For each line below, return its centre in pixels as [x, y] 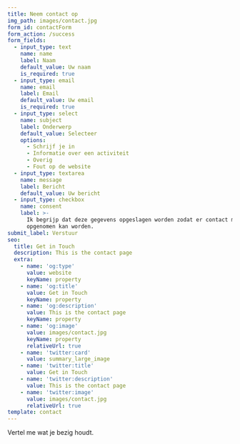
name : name [36, 54]
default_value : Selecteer [59, 133]
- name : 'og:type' [47, 266]
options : [33, 140]
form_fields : [27, 41]
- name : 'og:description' [59, 306]
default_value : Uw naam [56, 67]
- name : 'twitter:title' [57, 366]
